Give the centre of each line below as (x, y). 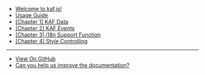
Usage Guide (31, 15)
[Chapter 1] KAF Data (42, 22)
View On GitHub (35, 59)
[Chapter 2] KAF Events (45, 28)
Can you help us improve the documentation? (72, 65)
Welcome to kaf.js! (38, 9)
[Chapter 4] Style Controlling (51, 41)
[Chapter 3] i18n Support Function (58, 35)
